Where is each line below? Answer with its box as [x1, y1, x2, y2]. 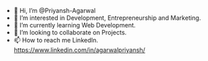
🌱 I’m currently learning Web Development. [13, 21, 136, 29]
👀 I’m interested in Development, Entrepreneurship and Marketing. [13, 14, 201, 22]
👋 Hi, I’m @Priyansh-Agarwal [13, 7, 96, 14]
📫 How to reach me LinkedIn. [13, 36, 98, 44]
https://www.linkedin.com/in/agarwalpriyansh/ [13, 46, 146, 54]
